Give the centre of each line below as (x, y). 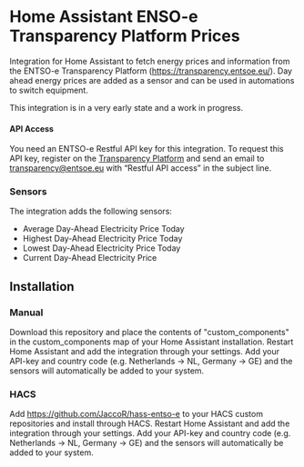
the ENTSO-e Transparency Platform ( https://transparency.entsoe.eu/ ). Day (151, 71)
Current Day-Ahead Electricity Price (90, 258)
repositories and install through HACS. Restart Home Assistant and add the (150, 423)
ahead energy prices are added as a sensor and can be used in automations (152, 80)
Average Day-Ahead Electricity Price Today (103, 229)
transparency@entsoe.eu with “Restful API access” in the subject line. (141, 168)
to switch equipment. (49, 90)
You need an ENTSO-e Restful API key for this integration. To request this (147, 149)
